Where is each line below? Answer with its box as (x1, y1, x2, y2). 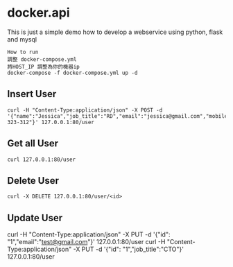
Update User (7, 212, 63, 223)
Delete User (7, 175, 60, 187)
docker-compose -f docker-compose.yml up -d (7, 69, 138, 76)
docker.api (7, 5, 71, 21)
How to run (7, 49, 39, 55)
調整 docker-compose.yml (7, 55, 77, 63)
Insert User (7, 88, 57, 100)
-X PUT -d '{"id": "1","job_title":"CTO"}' (73, 245, 184, 254)
